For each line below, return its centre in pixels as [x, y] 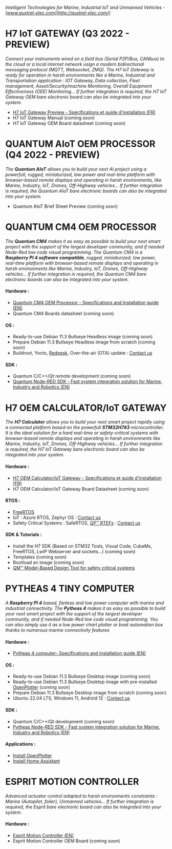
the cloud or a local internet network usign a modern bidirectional [75, 64]
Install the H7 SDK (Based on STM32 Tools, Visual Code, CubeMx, [82, 546]
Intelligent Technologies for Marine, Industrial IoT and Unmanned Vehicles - [85, 7]
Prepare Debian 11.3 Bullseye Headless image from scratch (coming [84, 342]
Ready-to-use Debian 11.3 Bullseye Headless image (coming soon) [83, 337]
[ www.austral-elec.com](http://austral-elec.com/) [58, 13]
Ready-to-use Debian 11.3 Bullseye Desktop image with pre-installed [85, 682]
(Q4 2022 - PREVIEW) [52, 155]
